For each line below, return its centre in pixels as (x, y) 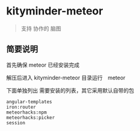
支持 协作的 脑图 (41, 28)
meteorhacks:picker (31, 117)
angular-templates (29, 102)
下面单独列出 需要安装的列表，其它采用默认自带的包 (70, 90)
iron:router (21, 107)
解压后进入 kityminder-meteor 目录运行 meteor (66, 78)
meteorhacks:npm (26, 112)
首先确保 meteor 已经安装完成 (43, 65)
